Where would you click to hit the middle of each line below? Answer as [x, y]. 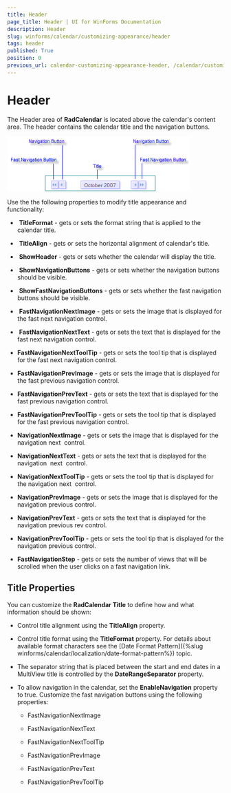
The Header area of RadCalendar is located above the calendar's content [111, 119]
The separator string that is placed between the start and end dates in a [119, 666]
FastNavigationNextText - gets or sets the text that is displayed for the [120, 332]
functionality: [26, 209]
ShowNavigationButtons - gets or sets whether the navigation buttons [119, 270]
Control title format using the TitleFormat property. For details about [114, 638]
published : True [30, 51]
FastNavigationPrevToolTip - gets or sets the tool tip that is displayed [117, 414]
